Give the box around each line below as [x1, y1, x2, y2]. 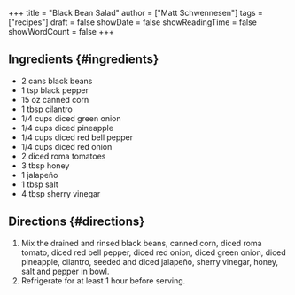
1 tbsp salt [20, 179, 58, 190]
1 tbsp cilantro [20, 104, 73, 114]
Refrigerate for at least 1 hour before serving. [20, 275, 186, 286]
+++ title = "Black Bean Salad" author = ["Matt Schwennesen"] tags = [8, 8, 263, 18]
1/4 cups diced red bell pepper [20, 132, 134, 143]
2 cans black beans [20, 75, 93, 86]
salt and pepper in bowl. [20, 266, 110, 276]
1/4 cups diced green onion [20, 113, 121, 123]
